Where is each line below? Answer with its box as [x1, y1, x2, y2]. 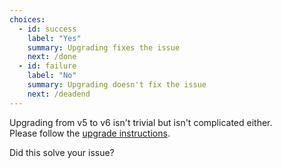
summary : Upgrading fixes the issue [27, 42, 181, 53]
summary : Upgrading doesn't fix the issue [27, 80, 207, 90]
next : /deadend [27, 89, 91, 99]
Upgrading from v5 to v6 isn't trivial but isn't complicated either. [9, 116, 273, 128]
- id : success [18, 24, 77, 34]
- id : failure [18, 61, 77, 71]
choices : [9, 14, 46, 25]
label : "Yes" [27, 33, 82, 43]
